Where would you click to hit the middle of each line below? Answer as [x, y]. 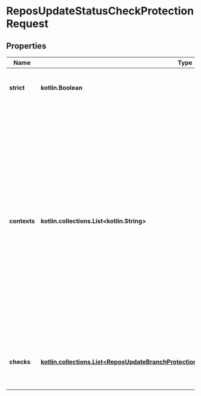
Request [28, 24]
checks [20, 362]
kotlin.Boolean [62, 88]
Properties [26, 46]
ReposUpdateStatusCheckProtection [100, 11]
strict [17, 88]
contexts [22, 221]
